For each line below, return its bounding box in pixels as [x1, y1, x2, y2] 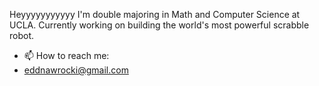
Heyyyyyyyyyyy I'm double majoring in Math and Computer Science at [9, 9, 301, 20]
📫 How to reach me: [23, 50, 110, 61]
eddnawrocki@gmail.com [23, 64, 129, 76]
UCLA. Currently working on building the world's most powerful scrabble [9, 19, 310, 31]
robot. [9, 30, 35, 41]
